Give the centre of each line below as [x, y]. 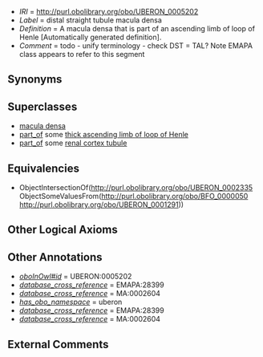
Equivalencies [43, 168]
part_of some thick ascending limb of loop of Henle [104, 135]
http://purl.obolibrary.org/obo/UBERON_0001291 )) [101, 205]
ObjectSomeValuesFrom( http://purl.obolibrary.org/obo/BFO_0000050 [134, 197]
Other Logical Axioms [63, 230]
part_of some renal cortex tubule [73, 143]
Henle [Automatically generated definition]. [90, 37]
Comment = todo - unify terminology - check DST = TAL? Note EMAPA [136, 46]
